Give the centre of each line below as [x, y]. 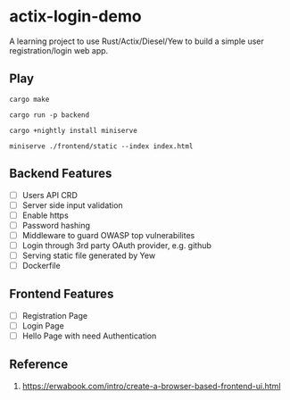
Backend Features [61, 174]
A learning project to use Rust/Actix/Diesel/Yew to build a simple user [137, 41]
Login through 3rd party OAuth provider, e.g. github [117, 245]
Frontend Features [62, 294]
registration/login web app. [59, 50]
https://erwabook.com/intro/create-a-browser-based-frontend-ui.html [151, 386]
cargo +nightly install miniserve [74, 130]
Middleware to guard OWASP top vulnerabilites [108, 235]
